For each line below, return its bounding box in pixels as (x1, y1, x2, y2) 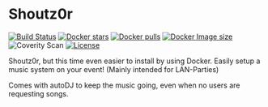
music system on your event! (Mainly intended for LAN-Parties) (8, 64, 219, 74)
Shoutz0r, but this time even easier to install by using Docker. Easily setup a (8, 56, 261, 66)
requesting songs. (8, 88, 69, 98)
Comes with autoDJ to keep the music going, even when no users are (8, 80, 240, 90)
